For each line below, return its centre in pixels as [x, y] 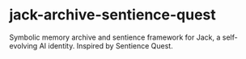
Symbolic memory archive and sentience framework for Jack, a [115, 37]
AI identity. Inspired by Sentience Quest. [106, 45]
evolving [23, 45]
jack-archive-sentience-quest [113, 15]
